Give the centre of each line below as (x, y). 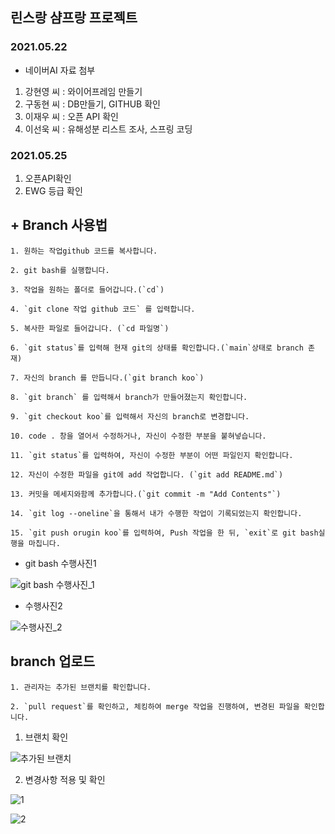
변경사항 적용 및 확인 (65, 779)
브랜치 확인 (46, 737)
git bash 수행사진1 (60, 563)
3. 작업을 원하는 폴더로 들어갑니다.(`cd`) (87, 289)
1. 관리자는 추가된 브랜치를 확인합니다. (81, 687)
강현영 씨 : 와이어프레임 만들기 (83, 91)
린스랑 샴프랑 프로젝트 (74, 18)
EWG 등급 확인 (53, 190)
